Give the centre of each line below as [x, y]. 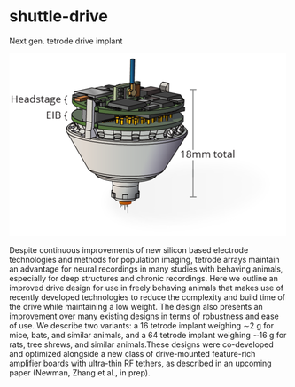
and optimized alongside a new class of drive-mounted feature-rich [132, 353]
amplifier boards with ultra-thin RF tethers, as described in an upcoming [140, 363]
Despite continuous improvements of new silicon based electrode [129, 249]
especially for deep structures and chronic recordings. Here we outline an [144, 278]
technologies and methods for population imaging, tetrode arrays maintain [145, 259]
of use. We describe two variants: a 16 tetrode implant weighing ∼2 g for [142, 325]
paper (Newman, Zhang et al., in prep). [80, 372]
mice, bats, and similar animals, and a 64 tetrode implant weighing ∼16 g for [148, 335]
